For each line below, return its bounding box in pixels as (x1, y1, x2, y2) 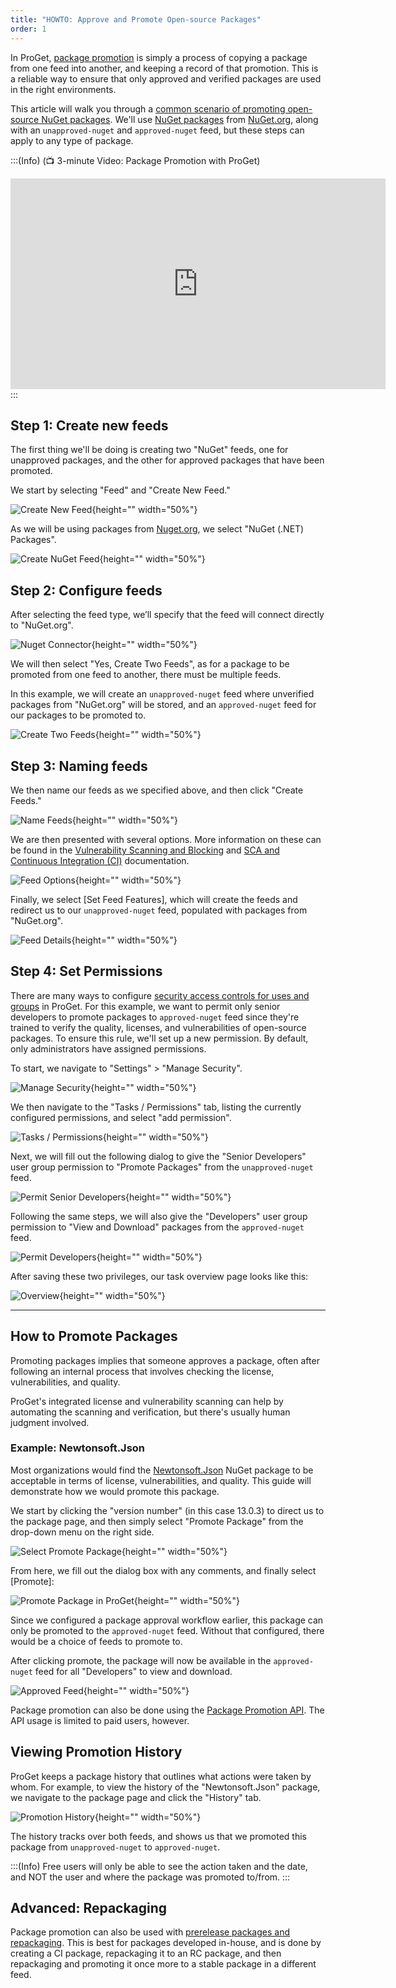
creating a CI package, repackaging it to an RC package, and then (10, 1947, 282, 1960)
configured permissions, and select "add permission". (10, 1111, 232, 1123)
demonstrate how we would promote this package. (10, 1485, 220, 1497)
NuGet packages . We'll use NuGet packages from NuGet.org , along (41, 113, 319, 125)
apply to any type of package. (10, 134, 134, 146)
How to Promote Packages (10, 1328, 178, 1345)
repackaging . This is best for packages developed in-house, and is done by (10, 1937, 322, 1949)
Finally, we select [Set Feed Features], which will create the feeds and (10, 893, 298, 905)
